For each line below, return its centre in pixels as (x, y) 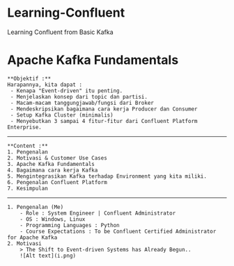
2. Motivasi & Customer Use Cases (57, 158)
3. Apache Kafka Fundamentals (51, 164)
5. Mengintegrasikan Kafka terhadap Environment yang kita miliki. (107, 176)
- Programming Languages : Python (70, 225)
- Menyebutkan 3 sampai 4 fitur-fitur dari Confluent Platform (104, 121)
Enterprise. (24, 127)
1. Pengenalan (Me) (36, 207)
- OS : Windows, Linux (53, 219)
